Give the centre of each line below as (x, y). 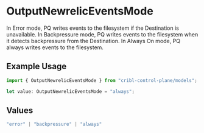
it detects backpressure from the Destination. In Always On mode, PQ (93, 41)
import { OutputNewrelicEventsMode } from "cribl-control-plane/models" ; (102, 80)
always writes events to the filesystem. (55, 47)
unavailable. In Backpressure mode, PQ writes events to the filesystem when (102, 34)
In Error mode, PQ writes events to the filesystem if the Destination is (93, 28)
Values (20, 110)
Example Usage (37, 66)
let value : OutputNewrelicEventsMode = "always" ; (71, 91)
